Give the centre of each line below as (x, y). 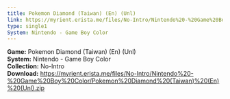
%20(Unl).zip (26, 88)
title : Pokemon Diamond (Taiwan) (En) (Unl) (72, 13)
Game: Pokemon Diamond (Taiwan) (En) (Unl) (72, 52)
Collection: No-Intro (36, 66)
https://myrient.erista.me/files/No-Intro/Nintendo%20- (117, 74)
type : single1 (27, 26)
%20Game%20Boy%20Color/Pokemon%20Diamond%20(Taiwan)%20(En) (113, 81)
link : (15, 20)
